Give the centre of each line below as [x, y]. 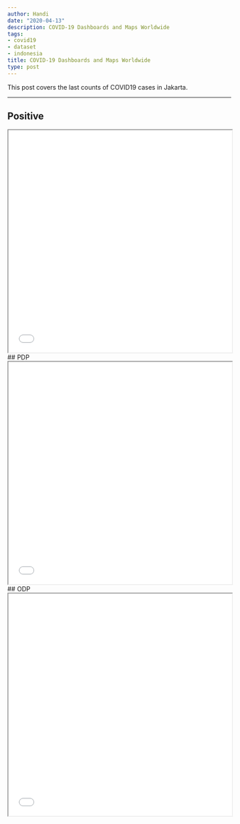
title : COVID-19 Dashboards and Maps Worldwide [79, 60]
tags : [15, 34]
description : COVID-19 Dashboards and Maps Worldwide [89, 27]
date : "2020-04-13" [36, 21]
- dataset [22, 47]
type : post [23, 67]
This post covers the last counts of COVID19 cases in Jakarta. [98, 87]
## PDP [18, 357]
